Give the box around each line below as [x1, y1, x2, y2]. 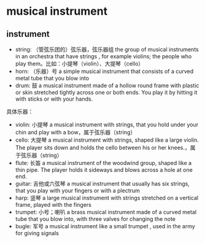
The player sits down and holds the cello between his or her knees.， [15, 144, 190, 151]
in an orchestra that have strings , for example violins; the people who [15, 53, 192, 60]
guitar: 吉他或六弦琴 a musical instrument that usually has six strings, [15, 180, 190, 187]
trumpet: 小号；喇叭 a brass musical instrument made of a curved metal [15, 209, 197, 215]
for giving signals [15, 229, 60, 237]
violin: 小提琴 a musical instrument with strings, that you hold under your [15, 121, 198, 128]
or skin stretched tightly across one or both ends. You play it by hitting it [15, 89, 198, 96]
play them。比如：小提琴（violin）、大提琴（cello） [15, 60, 144, 67]
